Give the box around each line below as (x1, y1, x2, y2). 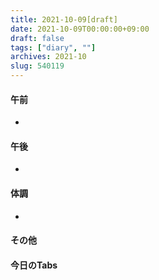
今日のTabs (10, 259, 58, 271)
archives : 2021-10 (10, 52, 87, 62)
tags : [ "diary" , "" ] (10, 42, 97, 53)
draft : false (10, 33, 65, 43)
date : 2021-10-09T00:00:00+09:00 (10, 24, 150, 34)
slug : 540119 (10, 61, 65, 71)
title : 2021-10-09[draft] (10, 14, 118, 25)
